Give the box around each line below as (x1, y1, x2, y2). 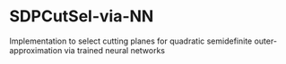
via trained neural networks (64, 44, 166, 55)
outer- (254, 36, 278, 46)
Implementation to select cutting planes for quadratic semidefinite (9, 36, 253, 46)
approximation (9, 44, 63, 55)
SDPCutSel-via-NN (9, 6, 154, 27)
